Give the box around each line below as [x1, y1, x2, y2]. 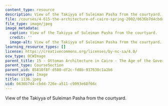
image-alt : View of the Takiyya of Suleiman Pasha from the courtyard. [9, 40, 162, 45]
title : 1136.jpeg [5, 77, 41, 82]
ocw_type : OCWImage [5, 53, 46, 59]
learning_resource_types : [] [5, 44, 66, 49]
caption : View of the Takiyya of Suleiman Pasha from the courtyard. [9, 30, 157, 35]
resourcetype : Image [5, 72, 48, 77]
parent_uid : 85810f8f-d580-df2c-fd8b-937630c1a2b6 [5, 68, 113, 73]
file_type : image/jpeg [5, 21, 52, 26]
